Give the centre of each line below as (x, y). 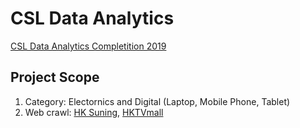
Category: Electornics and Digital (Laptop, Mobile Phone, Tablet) (157, 101)
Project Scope (55, 77)
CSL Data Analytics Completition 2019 (88, 46)
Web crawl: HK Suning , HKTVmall (94, 112)
